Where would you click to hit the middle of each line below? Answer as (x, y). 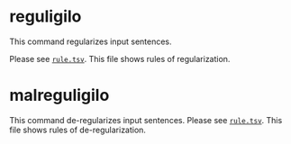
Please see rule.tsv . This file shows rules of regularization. (120, 58)
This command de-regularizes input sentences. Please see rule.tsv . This (146, 120)
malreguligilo (59, 95)
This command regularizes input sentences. (91, 41)
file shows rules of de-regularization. (78, 130)
